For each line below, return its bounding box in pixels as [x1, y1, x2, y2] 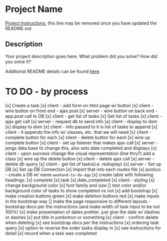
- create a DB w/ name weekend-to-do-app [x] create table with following [5, 171, 153, 177]
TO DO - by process [5, 86, 88, 97]
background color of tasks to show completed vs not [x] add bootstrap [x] [5, 187, 158, 193]
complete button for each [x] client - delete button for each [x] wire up [5, 134, 150, 140]
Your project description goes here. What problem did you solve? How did [5, 53, 157, 59]
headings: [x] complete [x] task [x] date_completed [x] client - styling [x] [5, 177, 155, 183]
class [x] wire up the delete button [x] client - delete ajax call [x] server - [5, 155, 155, 161]
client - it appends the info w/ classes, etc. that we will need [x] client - [5, 129, 151, 135]
